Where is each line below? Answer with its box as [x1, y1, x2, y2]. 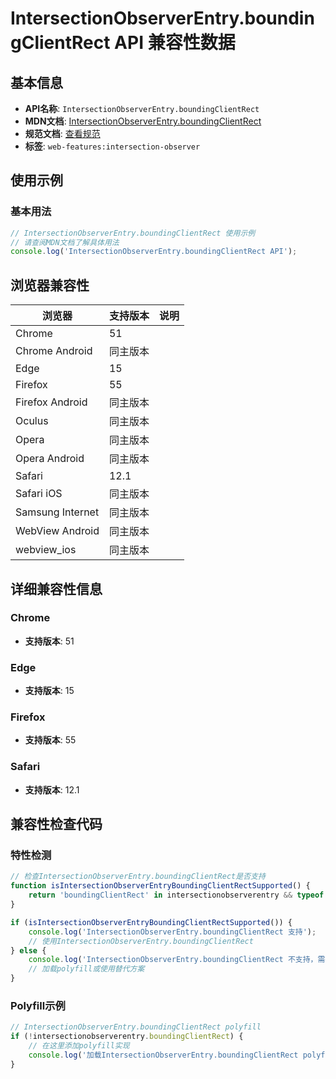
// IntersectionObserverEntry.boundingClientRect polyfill [10, 1022, 262, 1032]
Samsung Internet [15, 505, 100, 519]
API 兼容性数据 [114, 32, 236, 54]
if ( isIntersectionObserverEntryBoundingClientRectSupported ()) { [10, 917, 293, 927]
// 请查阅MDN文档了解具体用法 [10, 237, 120, 247]
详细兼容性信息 [10, 580, 103, 597]
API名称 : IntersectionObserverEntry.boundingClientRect [24, 103, 260, 114]
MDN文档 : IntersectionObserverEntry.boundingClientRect [24, 115, 262, 127]
